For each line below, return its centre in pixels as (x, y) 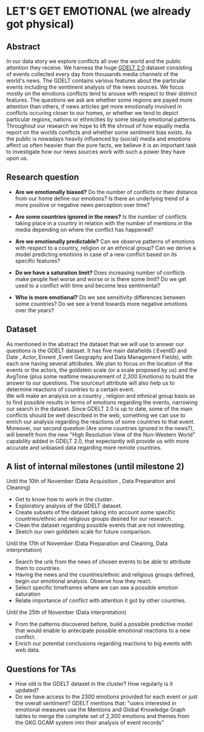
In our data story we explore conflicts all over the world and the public (94, 61)
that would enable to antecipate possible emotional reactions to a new (103, 630)
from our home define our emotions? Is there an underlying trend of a (102, 198)
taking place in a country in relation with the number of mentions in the (104, 223)
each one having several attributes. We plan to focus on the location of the (100, 363)
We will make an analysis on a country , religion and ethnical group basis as (101, 396)
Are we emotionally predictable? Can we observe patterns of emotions (105, 241)
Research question (43, 177)
